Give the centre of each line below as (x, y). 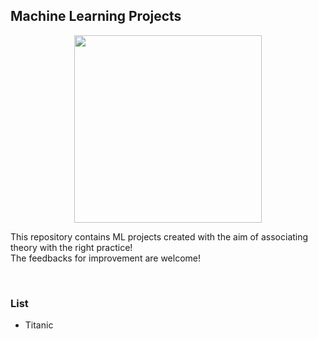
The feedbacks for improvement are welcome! (105, 258)
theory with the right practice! (71, 247)
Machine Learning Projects (96, 16)
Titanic (39, 325)
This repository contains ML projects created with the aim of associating (159, 236)
